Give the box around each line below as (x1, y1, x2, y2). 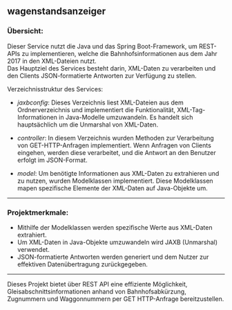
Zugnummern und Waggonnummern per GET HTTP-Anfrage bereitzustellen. (7, 294, 224, 303)
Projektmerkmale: (7, 208, 69, 217)
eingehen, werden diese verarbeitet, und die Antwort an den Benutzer (17, 148, 216, 156)
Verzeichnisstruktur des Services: (7, 84, 104, 93)
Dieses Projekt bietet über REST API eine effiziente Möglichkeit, (7, 280, 188, 288)
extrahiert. (17, 230, 47, 239)
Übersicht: (7, 26, 43, 36)
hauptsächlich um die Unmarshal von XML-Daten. (17, 120, 159, 129)
